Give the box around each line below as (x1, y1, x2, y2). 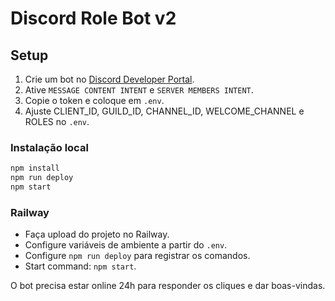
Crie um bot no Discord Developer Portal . (24, 73, 195, 85)
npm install (10, 163, 60, 174)
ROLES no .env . (24, 116, 90, 127)
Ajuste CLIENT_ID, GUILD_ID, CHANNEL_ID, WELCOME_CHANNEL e (24, 105, 305, 117)
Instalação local (10, 140, 89, 154)
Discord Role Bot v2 (10, 7, 177, 30)
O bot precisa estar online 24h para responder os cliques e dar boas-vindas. (10, 280, 326, 292)
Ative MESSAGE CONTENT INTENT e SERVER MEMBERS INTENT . (24, 84, 254, 96)
